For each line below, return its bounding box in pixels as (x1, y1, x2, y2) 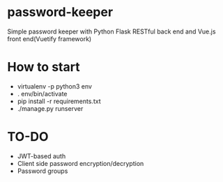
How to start (7, 59, 80, 75)
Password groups (17, 167, 68, 175)
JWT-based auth (17, 151, 66, 160)
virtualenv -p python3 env (17, 82, 93, 91)
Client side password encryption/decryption (17, 159, 144, 167)
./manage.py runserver (17, 104, 84, 112)
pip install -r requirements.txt (17, 97, 101, 105)
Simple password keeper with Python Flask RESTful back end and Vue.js (7, 27, 216, 36)
